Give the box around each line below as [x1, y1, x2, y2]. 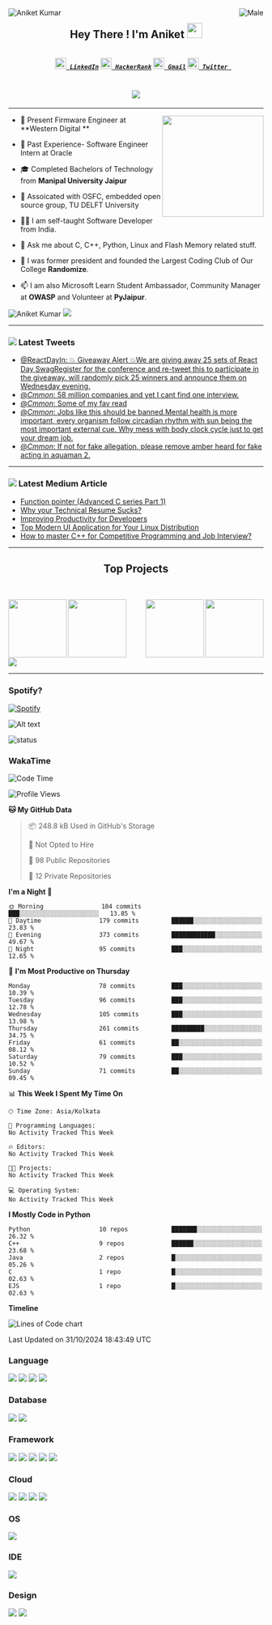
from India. [19, 224, 57, 234]
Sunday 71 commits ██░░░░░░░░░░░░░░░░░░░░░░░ [8, 1066, 263, 1075]
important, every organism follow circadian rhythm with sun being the [19, 416, 253, 426]
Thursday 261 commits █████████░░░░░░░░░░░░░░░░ [8, 1024, 263, 1032]
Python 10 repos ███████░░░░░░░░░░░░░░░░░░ [8, 1225, 263, 1233]
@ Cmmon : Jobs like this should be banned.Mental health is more [19, 407, 237, 417]
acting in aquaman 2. [19, 450, 91, 460]
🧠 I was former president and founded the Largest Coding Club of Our [19, 255, 253, 266]
